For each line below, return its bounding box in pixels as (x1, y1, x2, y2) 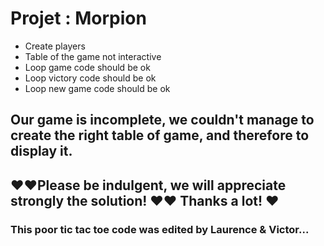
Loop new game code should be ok (24, 82, 171, 94)
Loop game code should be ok (24, 61, 151, 73)
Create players (24, 40, 86, 52)
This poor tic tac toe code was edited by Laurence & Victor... (10, 222, 310, 236)
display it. (10, 143, 73, 160)
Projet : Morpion (10, 7, 147, 30)
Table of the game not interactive (24, 50, 162, 62)
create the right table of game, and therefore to (10, 127, 310, 144)
